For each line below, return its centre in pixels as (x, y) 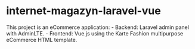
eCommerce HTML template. (42, 40)
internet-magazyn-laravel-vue (83, 11)
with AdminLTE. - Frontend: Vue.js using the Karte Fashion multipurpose (95, 33)
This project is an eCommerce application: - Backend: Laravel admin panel (98, 27)
